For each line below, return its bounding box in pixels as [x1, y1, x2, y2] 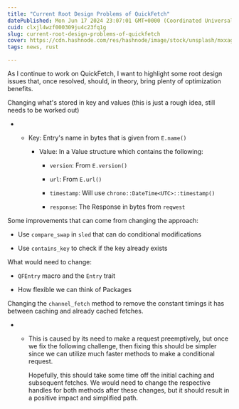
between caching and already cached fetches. [7, 307, 144, 315]
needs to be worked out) [7, 106, 80, 114]
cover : [7, 37, 27, 44]
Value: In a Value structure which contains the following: [38, 147, 204, 155]
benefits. [7, 85, 33, 93]
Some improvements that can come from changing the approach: [7, 217, 199, 224]
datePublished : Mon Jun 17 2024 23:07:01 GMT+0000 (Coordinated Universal [7, 17, 234, 24]
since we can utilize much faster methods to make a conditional [28, 350, 215, 358]
